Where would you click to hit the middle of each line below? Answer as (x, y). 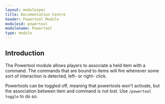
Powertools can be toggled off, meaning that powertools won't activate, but (82, 85)
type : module (19, 33)
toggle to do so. (22, 96)
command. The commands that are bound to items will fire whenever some (82, 70)
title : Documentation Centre (35, 14)
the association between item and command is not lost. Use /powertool (78, 91)
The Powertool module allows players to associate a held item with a (75, 65)
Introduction (25, 53)
